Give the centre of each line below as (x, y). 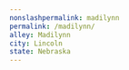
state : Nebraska (40, 52)
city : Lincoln (36, 43)
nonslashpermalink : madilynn (64, 18)
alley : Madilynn (40, 35)
